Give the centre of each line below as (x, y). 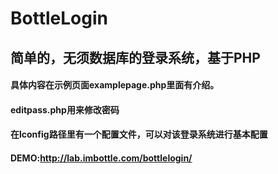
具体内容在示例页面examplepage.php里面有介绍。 (115, 85)
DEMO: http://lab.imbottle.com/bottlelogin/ (101, 158)
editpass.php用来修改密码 (65, 109)
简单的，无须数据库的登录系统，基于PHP (135, 57)
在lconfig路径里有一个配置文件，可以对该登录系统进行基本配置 (139, 134)
